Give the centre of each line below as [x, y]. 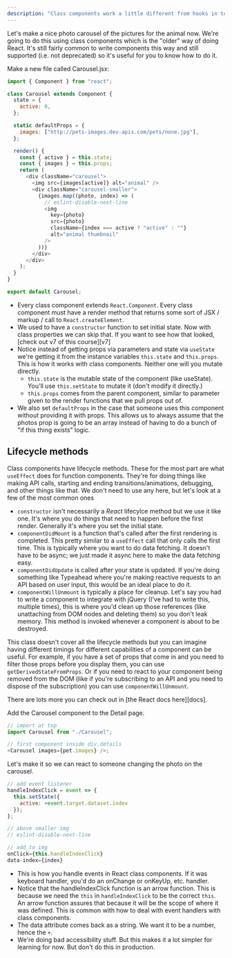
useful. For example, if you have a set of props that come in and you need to [116, 657]
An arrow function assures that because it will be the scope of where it [118, 903]
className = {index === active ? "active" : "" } [119, 228]
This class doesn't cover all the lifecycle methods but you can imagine [107, 642]
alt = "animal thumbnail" [85, 234]
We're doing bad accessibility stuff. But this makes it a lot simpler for [115, 939]
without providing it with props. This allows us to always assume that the [120, 415]
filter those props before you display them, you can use [86, 664]
